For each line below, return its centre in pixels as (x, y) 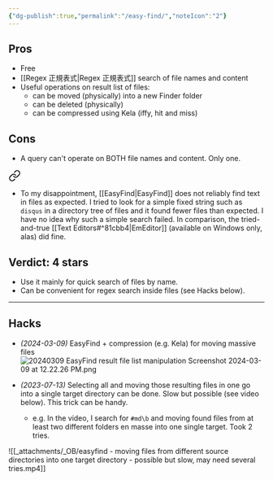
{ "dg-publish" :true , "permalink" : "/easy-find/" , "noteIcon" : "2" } (118, 16)
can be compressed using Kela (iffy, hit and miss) (115, 113)
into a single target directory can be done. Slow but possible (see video (140, 393)
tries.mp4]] (27, 468)
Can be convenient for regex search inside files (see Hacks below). (132, 290)
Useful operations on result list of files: (85, 87)
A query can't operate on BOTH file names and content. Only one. (130, 159)
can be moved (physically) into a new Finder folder (117, 96)
